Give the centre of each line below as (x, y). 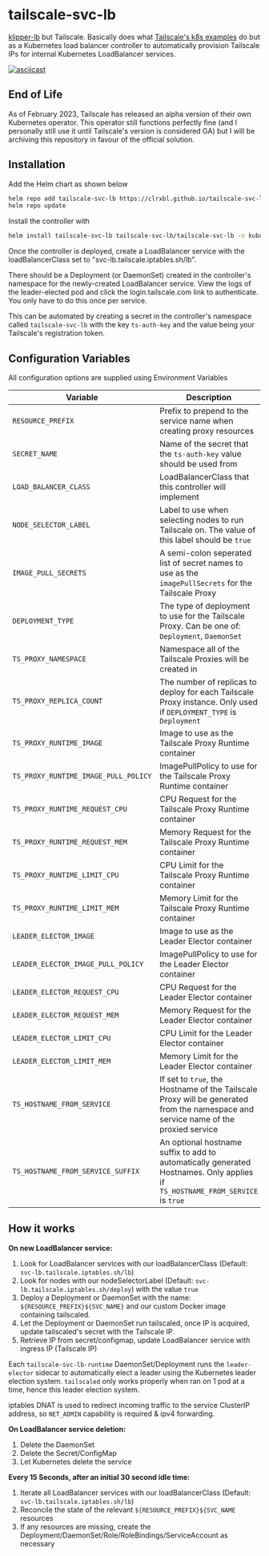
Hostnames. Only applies (207, 1172)
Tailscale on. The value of (208, 530)
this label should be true (205, 540)
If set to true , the (191, 1079)
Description (209, 397)
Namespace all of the (200, 649)
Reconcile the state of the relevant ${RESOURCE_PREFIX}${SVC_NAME (128, 1510)
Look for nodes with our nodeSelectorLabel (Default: (106, 1280)
